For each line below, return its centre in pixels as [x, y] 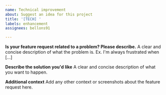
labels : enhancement [27, 24]
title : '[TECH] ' [23, 19]
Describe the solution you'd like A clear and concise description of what [80, 67]
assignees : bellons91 [28, 28]
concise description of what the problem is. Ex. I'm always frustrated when [82, 52]
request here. [19, 87]
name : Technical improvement [35, 10]
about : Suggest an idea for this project [49, 14]
